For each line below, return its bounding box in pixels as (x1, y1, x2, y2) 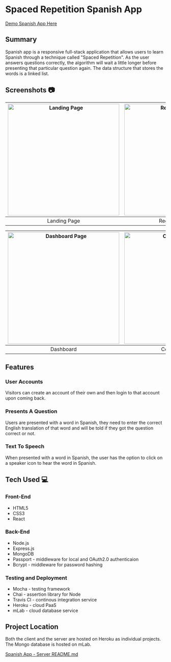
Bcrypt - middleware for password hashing (12, 562, 103, 568)
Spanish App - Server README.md (5, 651, 78, 657)
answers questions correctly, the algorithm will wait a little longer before (5, 60, 157, 66)
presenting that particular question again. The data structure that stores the (5, 65, 164, 71)
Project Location (5, 622, 59, 631)
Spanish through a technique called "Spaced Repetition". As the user (5, 54, 150, 60)
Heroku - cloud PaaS (12, 602, 57, 608)
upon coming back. (5, 395, 46, 401)
